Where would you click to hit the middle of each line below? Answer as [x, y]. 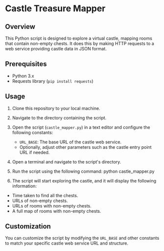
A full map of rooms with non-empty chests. [57, 211]
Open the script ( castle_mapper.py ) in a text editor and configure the [81, 127]
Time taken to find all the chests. [45, 195]
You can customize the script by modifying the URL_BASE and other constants [82, 238]
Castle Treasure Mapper [55, 9]
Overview [20, 27]
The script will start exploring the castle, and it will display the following [84, 181]
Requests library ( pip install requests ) [53, 81]
